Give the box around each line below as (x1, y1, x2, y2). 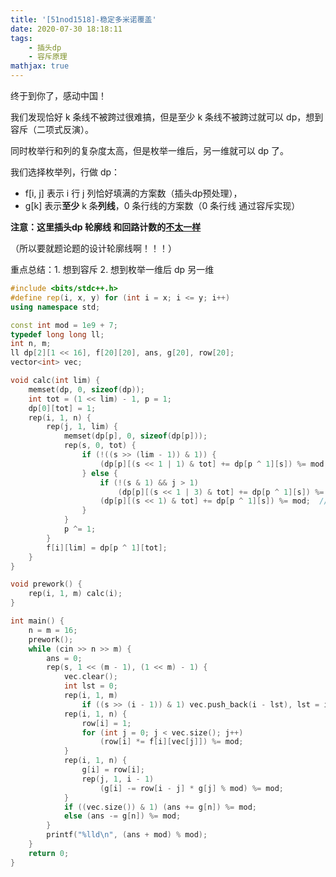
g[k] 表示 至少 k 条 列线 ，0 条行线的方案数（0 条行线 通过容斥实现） (24, 200, 301, 211)
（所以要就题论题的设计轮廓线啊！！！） (10, 242, 177, 254)
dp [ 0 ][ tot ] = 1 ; (28, 403, 97, 413)
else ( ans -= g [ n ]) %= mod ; (63, 811, 182, 821)
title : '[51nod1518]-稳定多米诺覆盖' (10, 14, 157, 25)
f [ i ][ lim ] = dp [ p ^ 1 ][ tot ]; (46, 542, 168, 553)
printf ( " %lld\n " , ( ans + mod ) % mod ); (46, 830, 208, 840)
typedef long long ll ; (10, 329, 105, 340)
